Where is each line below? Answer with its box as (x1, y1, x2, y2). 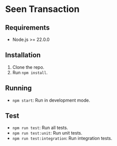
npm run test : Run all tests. (12, 125, 68, 131)
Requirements (5, 23, 50, 32)
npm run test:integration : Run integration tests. (12, 136, 113, 142)
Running (5, 84, 32, 93)
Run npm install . (12, 69, 48, 75)
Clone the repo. (12, 64, 45, 70)
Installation (5, 51, 41, 59)
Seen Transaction (5, 3, 80, 15)
